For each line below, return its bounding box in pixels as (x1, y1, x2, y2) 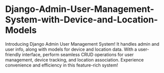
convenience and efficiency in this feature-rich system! (5, 62, 118, 68)
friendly (5, 51, 21, 58)
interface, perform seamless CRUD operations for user (22, 51, 134, 58)
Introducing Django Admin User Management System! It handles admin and (5, 41, 160, 47)
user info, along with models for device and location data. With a (5, 46, 137, 52)
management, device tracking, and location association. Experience (5, 57, 144, 63)
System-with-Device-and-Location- (5, 14, 158, 25)
